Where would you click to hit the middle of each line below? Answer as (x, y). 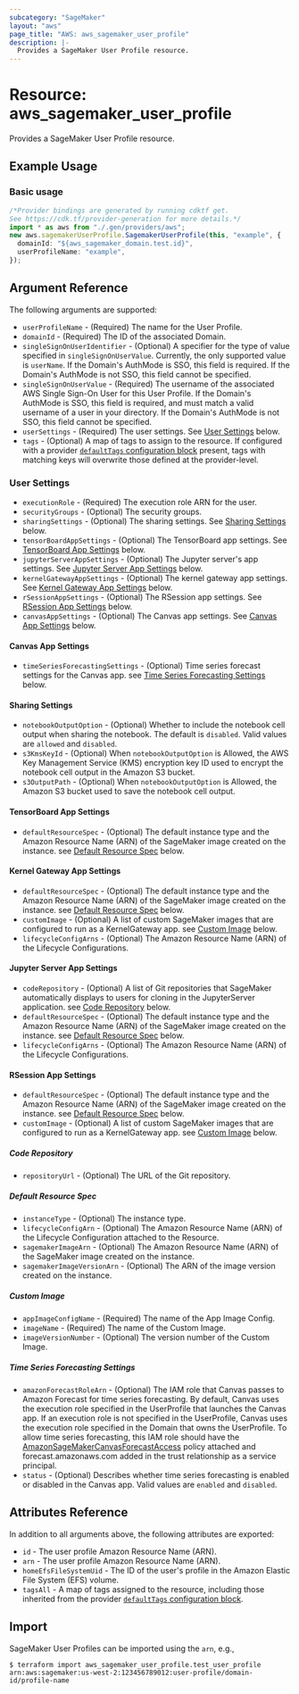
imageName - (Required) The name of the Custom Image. (124, 1328)
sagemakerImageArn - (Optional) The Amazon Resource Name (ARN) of (150, 1247)
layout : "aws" (36, 26)
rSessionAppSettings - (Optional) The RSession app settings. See (142, 597)
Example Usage (54, 166)
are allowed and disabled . (70, 744)
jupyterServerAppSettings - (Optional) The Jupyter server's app (140, 559)
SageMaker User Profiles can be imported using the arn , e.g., (122, 1648)
